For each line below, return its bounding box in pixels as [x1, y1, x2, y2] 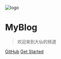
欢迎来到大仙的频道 [17, 38, 57, 44]
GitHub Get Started [5, 48, 44, 54]
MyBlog [5, 22, 38, 33]
